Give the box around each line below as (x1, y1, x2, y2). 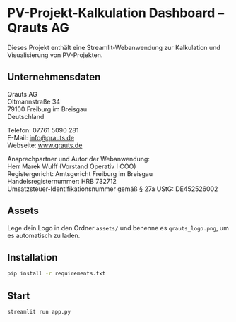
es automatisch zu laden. (7, 231, 81, 240)
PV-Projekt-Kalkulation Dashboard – (7, 5, 225, 21)
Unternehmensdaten (7, 71, 101, 83)
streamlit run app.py (7, 309, 71, 316)
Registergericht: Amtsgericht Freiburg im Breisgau (7, 169, 153, 178)
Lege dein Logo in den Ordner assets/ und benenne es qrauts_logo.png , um (7, 223, 230, 232)
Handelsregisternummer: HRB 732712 (7, 177, 117, 185)
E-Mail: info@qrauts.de (7, 133, 75, 142)
